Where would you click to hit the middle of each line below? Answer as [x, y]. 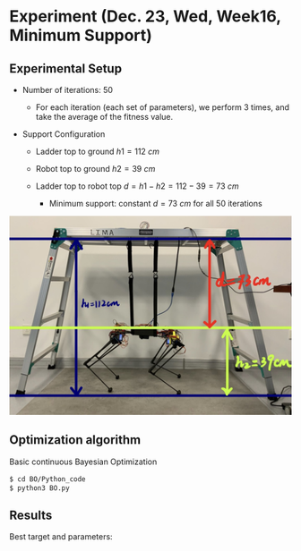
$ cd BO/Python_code [48, 479]
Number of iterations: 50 [68, 90]
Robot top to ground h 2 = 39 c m [95, 169]
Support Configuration [64, 134]
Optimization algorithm [75, 440]
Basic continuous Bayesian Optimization [83, 462]
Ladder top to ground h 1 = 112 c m [97, 151]
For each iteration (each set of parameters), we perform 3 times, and [162, 107]
